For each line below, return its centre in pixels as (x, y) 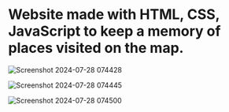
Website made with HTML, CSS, (114, 15)
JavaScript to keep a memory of (114, 31)
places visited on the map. (96, 48)
